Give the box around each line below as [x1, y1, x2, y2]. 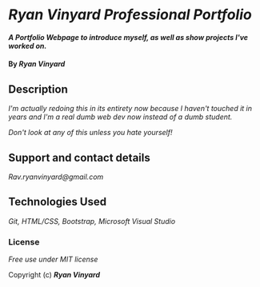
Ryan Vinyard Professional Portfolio [8, 6, 252, 24]
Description [8, 82, 68, 96]
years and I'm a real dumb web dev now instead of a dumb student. [8, 112, 233, 122]
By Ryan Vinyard [8, 59, 66, 69]
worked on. [8, 41, 47, 50]
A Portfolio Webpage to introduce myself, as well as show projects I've [8, 32, 249, 42]
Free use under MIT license [8, 254, 98, 265]
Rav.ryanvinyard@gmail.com [8, 172, 104, 181]
